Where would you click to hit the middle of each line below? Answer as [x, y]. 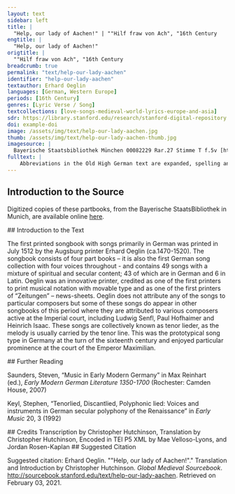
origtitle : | [26, 53]
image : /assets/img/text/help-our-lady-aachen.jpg [83, 131]
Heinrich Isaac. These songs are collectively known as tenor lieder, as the [113, 325]
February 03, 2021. [34, 482]
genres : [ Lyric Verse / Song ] [51, 105]
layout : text [26, 14]
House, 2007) [27, 390]
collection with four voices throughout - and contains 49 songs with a [108, 266]
